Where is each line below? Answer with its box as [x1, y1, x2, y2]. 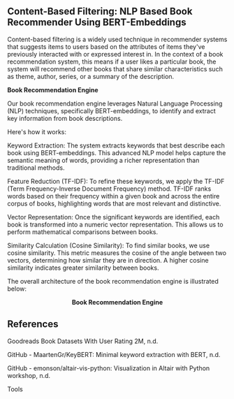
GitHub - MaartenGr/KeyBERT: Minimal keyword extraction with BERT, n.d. [7, 350, 221, 358]
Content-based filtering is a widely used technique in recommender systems [7, 35, 228, 43]
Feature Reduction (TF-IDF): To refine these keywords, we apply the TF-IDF [7, 177, 225, 185]
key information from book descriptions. [7, 114, 123, 122]
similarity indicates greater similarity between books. [7, 263, 159, 272]
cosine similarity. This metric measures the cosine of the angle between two [7, 248, 227, 257]
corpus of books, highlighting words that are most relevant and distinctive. [7, 199, 221, 208]
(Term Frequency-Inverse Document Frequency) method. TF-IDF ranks [7, 184, 212, 193]
